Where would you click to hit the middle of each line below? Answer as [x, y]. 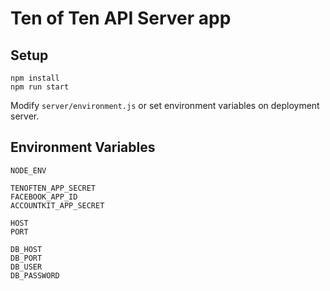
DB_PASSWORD [35, 275]
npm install [35, 78]
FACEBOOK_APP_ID [44, 197]
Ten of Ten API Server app [121, 18]
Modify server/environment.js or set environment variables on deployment [165, 105]
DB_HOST [26, 249]
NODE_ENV [28, 170]
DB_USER [26, 267]
